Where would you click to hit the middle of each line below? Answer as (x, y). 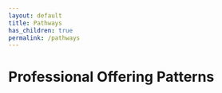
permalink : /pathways (44, 38)
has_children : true (41, 30)
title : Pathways (35, 23)
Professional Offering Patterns (111, 77)
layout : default (35, 15)
